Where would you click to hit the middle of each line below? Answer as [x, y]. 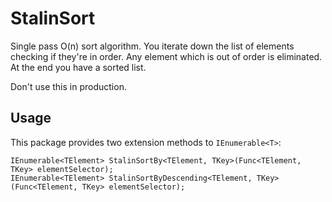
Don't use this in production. [68, 86]
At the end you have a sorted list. [78, 67]
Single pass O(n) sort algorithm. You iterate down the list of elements [152, 46]
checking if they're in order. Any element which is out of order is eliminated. [166, 56]
